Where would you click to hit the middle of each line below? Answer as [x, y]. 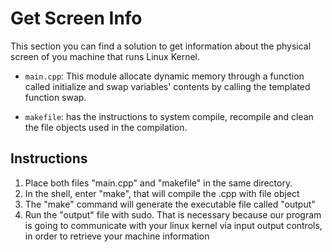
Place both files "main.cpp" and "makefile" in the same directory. [158, 183]
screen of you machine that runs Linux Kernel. [105, 56]
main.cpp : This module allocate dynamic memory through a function [164, 76]
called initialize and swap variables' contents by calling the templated [167, 86]
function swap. [55, 97]
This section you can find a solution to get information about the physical [161, 46]
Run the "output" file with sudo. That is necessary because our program [173, 214]
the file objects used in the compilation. [106, 127]
